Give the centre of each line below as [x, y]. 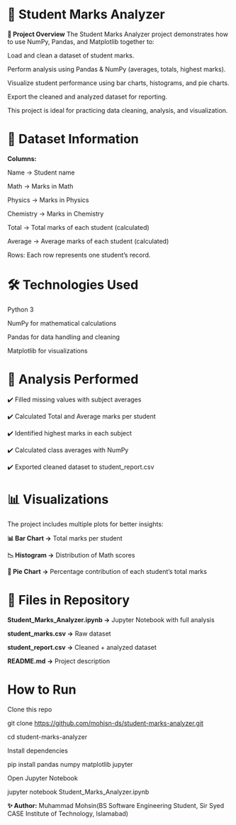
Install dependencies [38, 751]
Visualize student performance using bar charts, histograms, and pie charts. [118, 83]
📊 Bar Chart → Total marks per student [65, 538]
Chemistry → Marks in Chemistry [56, 214]
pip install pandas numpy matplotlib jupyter [70, 764]
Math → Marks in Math [40, 186]
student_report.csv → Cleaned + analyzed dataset [82, 647]
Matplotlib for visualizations [47, 350]
